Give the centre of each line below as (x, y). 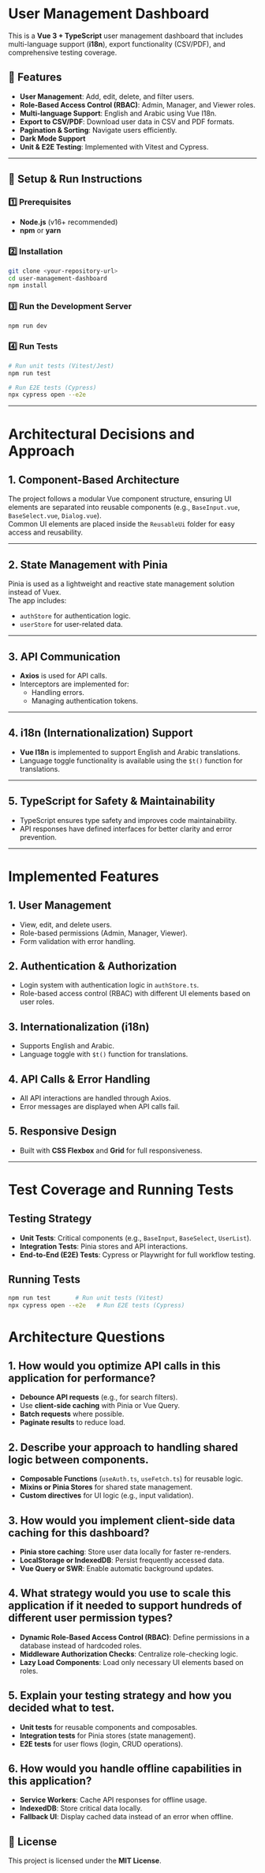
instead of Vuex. (35, 592)
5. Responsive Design (62, 1131)
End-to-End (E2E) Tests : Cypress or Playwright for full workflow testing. (137, 1255)
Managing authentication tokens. (85, 700)
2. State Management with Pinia (88, 565)
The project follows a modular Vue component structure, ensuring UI (120, 499)
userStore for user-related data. (71, 625)
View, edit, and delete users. (65, 924)
